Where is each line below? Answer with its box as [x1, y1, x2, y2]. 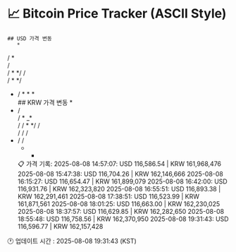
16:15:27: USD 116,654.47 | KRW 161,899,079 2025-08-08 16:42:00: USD [17, 177, 228, 186]
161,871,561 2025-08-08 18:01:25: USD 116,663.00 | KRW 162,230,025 [17, 199, 221, 208]
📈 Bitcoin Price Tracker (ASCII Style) [7, 6, 227, 22]
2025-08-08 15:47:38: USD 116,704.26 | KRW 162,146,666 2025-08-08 [17, 169, 223, 178]
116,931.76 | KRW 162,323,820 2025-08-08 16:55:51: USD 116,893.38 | [17, 184, 221, 193]
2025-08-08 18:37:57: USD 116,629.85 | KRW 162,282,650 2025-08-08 [17, 207, 224, 215]
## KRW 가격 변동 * [17, 98, 73, 107]
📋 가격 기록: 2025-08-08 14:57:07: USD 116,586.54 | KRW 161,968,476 [17, 160, 222, 168]
